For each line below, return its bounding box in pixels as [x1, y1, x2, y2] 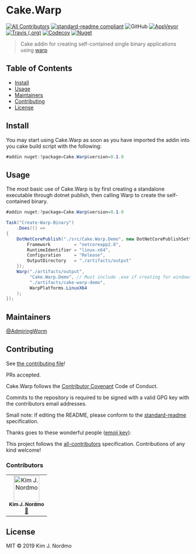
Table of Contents [6, 64, 73, 74]
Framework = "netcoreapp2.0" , [27, 241, 121, 247]
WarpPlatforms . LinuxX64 [29, 285, 87, 291]
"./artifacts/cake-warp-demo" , [29, 279, 106, 285]
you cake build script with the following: [6, 143, 102, 150]
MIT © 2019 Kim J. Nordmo [6, 542, 72, 549]
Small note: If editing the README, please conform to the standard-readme [6, 411, 187, 418]
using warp [20, 46, 48, 53]
